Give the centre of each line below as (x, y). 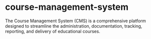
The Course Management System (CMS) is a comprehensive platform (75, 21)
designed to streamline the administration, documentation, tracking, (74, 26)
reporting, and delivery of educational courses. (53, 31)
